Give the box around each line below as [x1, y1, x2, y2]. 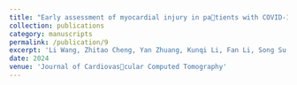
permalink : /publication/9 [9, 37, 109, 47]
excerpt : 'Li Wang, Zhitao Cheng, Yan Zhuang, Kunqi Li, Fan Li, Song [9, 46, 275, 55]
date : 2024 [9, 54, 49, 63]
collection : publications [9, 21, 104, 30]
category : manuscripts [9, 29, 93, 38]
